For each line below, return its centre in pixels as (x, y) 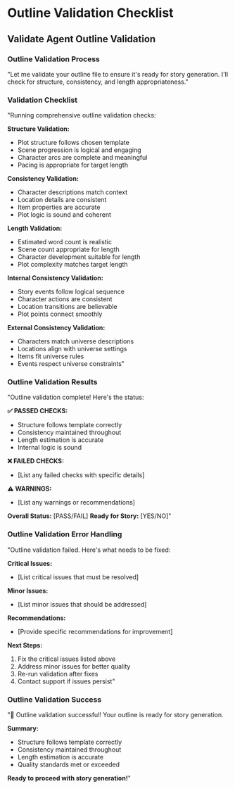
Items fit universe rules (51, 356)
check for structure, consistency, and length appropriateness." (98, 82)
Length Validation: (35, 228)
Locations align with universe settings (72, 349)
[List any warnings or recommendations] (76, 503)
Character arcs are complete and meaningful (82, 158)
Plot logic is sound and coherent (64, 215)
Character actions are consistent (65, 299)
